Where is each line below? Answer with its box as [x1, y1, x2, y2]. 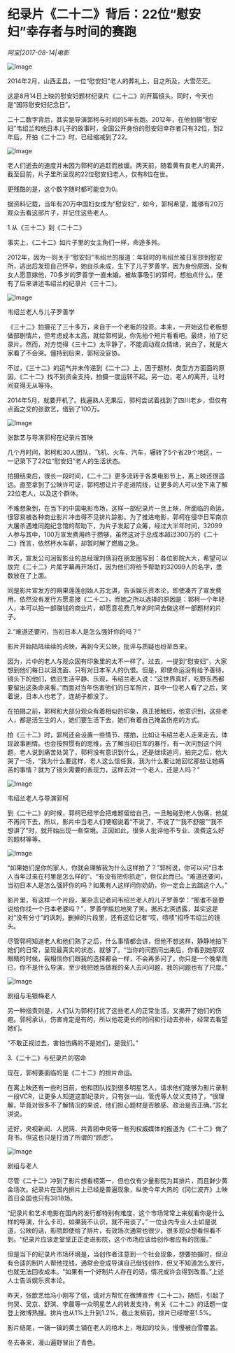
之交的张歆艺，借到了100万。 [19, 404, 104, 413]
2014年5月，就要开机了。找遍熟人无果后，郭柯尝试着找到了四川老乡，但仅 [7, 396, 222, 404]
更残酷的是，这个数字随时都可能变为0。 [7, 185, 122, 193]
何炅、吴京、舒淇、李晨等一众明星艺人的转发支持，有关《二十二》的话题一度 [7, 1299, 228, 1308]
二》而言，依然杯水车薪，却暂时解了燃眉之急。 [7, 539, 142, 547]
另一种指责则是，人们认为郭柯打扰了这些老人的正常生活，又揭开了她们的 [7, 1006, 215, 1014]
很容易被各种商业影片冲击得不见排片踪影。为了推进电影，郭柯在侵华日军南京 [7, 512, 228, 521]
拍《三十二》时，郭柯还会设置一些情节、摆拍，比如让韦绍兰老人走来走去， [7, 730, 222, 739]
